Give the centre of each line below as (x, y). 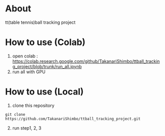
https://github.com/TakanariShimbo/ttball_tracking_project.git (73, 119)
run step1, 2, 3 (27, 128)
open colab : (25, 56)
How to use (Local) (45, 92)
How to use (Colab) (45, 42)
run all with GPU (29, 72)
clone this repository (33, 105)
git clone (15, 114)
